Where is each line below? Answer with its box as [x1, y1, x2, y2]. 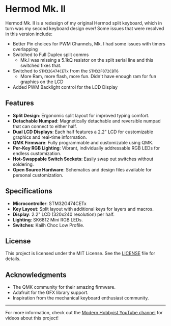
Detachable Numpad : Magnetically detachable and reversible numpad [12, 118, 161, 124]
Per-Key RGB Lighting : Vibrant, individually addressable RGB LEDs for [12, 145, 160, 151]
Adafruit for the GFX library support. [12, 289, 89, 296]
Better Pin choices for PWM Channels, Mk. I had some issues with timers [12, 40, 165, 46]
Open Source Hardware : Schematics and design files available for [12, 166, 152, 172]
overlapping [12, 46, 38, 52]
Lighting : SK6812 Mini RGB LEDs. [12, 216, 83, 222]
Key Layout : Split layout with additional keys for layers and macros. [12, 206, 154, 212]
